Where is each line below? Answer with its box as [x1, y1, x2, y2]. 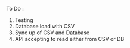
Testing [14, 17, 34, 23]
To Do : [6, 5, 24, 12]
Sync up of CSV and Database [14, 29, 90, 36]
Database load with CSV [14, 23, 75, 30]
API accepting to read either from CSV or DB [14, 36, 125, 42]
